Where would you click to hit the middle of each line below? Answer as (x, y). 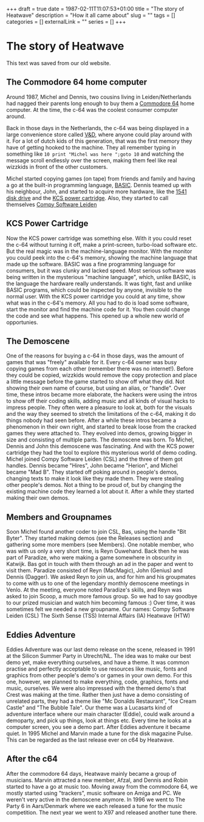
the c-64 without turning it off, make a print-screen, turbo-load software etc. (102, 244)
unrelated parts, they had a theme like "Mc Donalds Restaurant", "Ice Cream (101, 701)
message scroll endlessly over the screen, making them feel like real (92, 160)
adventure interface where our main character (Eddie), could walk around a (100, 714)
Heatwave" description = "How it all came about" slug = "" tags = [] (91, 15)
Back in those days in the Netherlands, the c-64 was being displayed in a (98, 128)
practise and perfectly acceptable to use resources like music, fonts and (97, 669)
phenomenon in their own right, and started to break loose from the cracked (101, 427)
